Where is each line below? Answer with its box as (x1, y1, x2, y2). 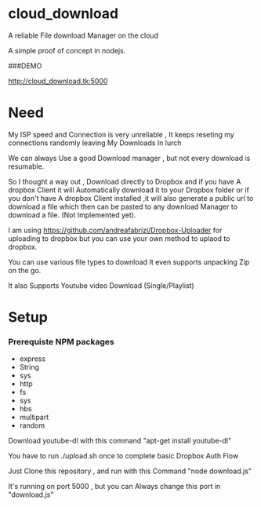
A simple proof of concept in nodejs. (8, 46, 126, 55)
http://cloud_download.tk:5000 (8, 76, 108, 86)
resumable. (8, 162, 45, 171)
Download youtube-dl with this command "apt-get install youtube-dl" (8, 436, 232, 446)
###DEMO (8, 60, 42, 71)
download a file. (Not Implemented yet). (8, 210, 136, 220)
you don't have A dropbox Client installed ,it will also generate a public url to (8, 193, 254, 202)
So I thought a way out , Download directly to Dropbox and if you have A (8, 177, 241, 186)
